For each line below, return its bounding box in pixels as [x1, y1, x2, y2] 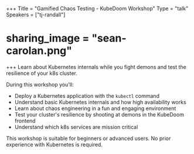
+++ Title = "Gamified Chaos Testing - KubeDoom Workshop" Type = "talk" [6, 5, 189, 12]
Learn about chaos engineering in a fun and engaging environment [14, 105, 176, 112]
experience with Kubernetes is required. [6, 141, 103, 148]
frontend [14, 117, 36, 124]
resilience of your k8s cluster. [6, 70, 78, 77]
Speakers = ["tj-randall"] [6, 11, 66, 18]
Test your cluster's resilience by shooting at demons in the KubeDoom [14, 111, 185, 118]
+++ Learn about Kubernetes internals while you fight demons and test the [6, 63, 186, 70]
